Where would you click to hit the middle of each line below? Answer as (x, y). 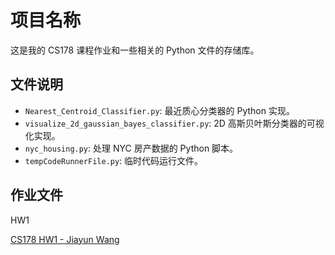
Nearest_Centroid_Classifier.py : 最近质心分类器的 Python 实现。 (159, 110)
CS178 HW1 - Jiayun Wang (65, 239)
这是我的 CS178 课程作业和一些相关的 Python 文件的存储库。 (135, 50)
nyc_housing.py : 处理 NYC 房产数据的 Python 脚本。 (131, 148)
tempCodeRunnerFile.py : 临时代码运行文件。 (114, 160)
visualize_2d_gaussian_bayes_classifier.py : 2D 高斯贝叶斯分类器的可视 (174, 123)
